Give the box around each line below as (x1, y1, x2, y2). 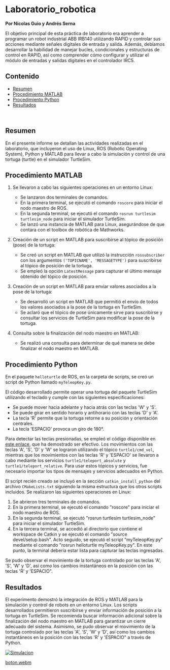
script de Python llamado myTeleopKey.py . (5, 379, 92, 385)
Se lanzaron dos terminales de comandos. (20, 194, 109, 201)
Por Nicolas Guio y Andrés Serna (5, 20, 76, 26)
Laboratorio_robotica (5, 4, 96, 15)
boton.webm (5, 659, 32, 665)
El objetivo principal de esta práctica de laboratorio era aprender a (5, 30, 144, 36)
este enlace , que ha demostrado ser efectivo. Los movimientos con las (5, 441, 153, 448)
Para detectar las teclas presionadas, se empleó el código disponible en (5, 436, 156, 442)
